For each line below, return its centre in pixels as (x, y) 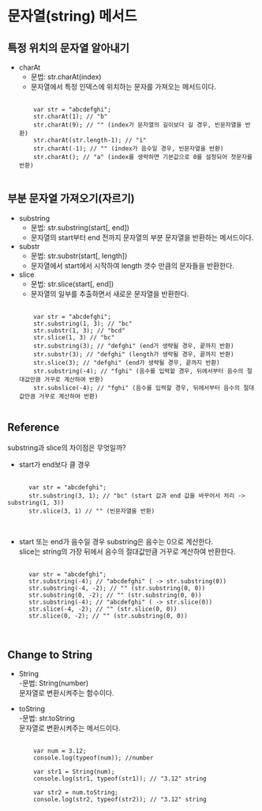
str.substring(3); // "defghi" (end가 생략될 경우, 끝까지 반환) (134, 346)
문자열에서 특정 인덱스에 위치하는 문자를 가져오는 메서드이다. (124, 87)
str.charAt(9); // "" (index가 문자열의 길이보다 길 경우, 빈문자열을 (138, 125)
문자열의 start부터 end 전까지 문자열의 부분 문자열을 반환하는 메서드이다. (142, 237)
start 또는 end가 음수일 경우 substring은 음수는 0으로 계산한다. (116, 541)
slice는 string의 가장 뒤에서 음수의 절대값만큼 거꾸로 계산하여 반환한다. (127, 551)
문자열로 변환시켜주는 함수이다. (67, 693)
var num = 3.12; (60, 751)
